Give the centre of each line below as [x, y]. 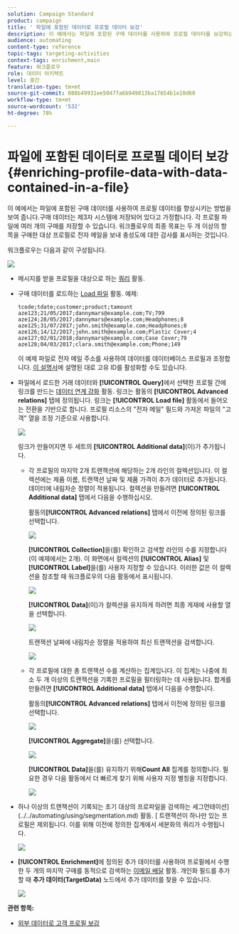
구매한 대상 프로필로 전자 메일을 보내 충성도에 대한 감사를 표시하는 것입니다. [125, 235]
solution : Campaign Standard [51, 14]
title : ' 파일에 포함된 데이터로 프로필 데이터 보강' [75, 27]
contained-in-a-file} [68, 187]
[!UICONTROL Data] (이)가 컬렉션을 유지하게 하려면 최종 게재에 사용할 [126, 605]
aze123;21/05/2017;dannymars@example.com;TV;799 [91, 313]
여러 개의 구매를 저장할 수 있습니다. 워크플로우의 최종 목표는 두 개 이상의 [120, 225]
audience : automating [39, 41]
